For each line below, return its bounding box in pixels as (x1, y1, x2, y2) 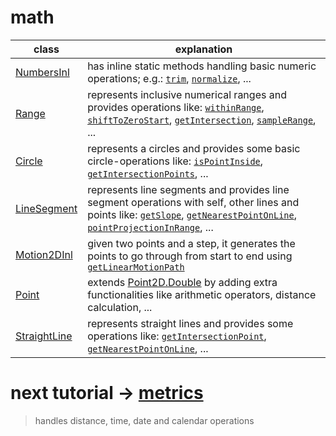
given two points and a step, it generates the (87, 236, 296, 250)
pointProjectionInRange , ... (87, 220, 214, 234)
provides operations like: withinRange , (87, 100, 265, 114)
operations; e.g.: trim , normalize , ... (87, 71, 252, 85)
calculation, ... (87, 300, 153, 314)
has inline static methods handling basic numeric (87, 59, 317, 73)
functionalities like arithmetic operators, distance (87, 287, 317, 301)
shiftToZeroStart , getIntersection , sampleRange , (87, 112, 317, 126)
